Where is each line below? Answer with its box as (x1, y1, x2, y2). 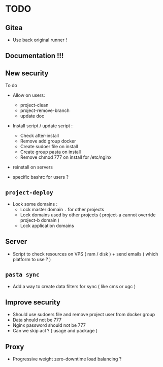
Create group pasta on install (20, 149, 81, 155)
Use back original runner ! (12, 37, 68, 43)
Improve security (5, 298, 61, 307)
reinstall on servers (12, 164, 53, 171)
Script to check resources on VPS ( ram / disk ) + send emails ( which (12, 250, 158, 257)
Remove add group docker (20, 138, 76, 144)
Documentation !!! (5, 51, 64, 60)
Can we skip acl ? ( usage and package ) (12, 328, 98, 334)
